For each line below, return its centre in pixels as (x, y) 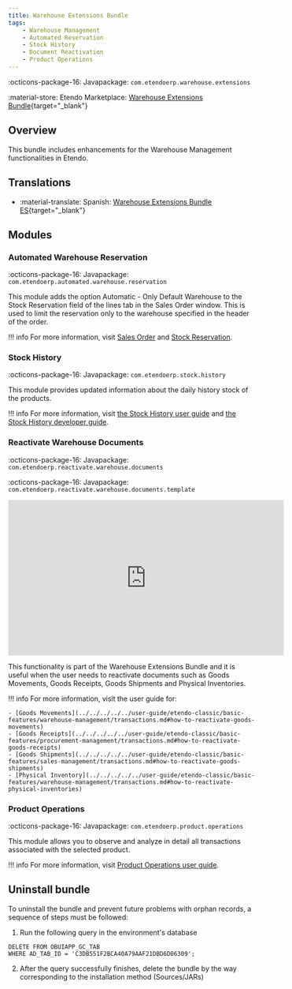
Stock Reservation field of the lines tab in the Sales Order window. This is (127, 305)
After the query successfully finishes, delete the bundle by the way (128, 968)
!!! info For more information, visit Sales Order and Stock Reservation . (120, 337)
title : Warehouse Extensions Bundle (68, 15)
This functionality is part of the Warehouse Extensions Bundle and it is (122, 666)
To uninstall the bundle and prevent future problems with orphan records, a (130, 908)
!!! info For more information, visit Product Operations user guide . (113, 865)
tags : (17, 23)
